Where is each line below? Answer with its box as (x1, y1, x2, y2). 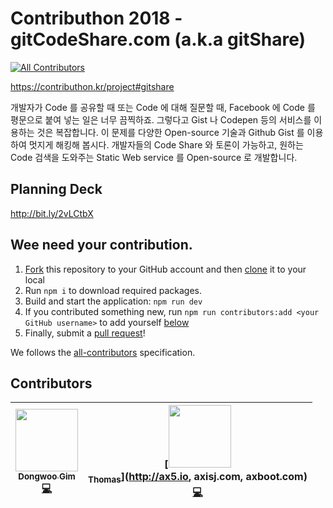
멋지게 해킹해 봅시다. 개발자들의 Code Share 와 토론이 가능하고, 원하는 (28, 138, 304, 151)
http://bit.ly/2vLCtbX (10, 207, 94, 219)
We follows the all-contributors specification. (10, 346, 196, 358)
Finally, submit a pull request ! (24, 327, 146, 339)
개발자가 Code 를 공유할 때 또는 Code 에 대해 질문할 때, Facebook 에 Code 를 (10, 101, 316, 113)
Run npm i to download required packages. (24, 284, 202, 296)
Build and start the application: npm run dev (24, 295, 203, 307)
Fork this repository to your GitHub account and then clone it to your (24, 263, 307, 275)
